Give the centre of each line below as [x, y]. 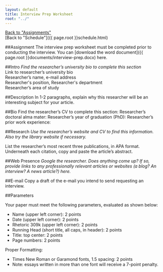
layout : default [21, 10]
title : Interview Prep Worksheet [39, 14]
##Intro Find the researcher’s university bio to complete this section [73, 67]
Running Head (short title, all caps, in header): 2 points [67, 230]
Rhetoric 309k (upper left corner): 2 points [55, 225]
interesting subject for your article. [40, 103]
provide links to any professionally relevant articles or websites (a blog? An [81, 166]
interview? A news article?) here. [38, 171]
